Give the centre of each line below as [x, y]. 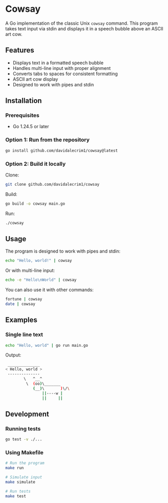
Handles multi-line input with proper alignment [62, 68]
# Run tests [18, 491]
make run [15, 468]
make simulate [20, 482]
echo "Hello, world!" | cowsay [39, 261]
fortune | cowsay [24, 299]
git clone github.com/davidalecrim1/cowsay [52, 184]
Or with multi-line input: [30, 271]
